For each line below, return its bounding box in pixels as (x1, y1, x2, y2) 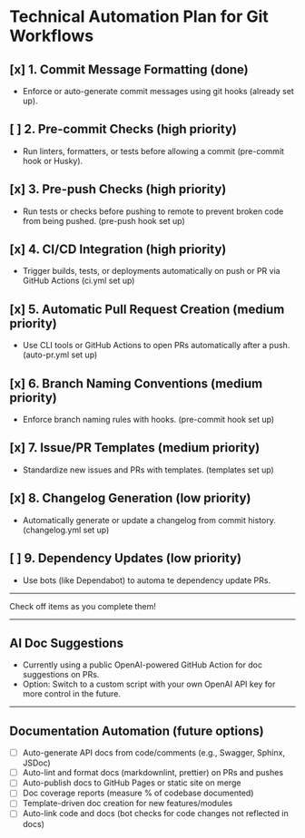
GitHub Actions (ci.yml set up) (22, 275, 135, 287)
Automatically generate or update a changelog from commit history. (22, 514, 277, 525)
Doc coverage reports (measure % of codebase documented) (22, 787, 254, 799)
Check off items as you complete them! (9, 600, 157, 611)
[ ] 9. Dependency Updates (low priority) (9, 551, 242, 566)
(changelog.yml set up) (22, 524, 110, 535)
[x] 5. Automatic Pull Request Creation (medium (9, 301, 285, 317)
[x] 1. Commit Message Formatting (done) (9, 62, 249, 77)
